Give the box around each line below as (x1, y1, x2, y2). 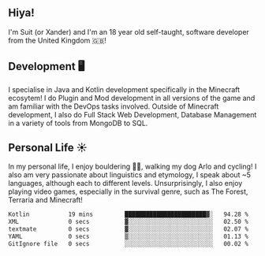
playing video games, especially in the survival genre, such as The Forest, (8, 187, 248, 196)
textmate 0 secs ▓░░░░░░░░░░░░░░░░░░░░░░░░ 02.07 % (8, 225, 248, 233)
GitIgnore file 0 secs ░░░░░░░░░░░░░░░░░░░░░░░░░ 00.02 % (8, 239, 248, 247)
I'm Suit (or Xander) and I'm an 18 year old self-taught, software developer (8, 27, 250, 36)
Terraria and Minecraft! (8, 195, 83, 205)
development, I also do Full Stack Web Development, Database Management (8, 109, 257, 119)
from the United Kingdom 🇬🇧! (8, 35, 106, 45)
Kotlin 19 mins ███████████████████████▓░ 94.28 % (8, 210, 248, 219)
